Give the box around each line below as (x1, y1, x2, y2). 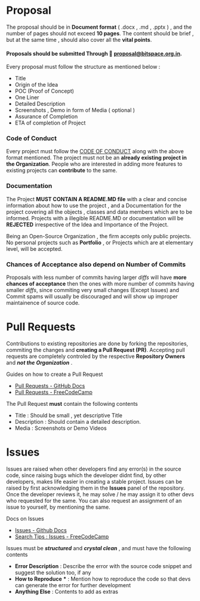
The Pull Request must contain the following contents (6, 400, 139, 407)
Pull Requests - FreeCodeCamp (14, 388, 93, 396)
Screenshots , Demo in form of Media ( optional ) (14, 107, 136, 114)
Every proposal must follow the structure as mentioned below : (6, 63, 161, 71)
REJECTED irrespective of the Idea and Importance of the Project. (6, 221, 169, 228)
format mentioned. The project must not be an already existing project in (6, 154, 187, 162)
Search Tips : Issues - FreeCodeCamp (14, 533, 109, 540)
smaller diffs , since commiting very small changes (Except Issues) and (6, 287, 179, 294)
